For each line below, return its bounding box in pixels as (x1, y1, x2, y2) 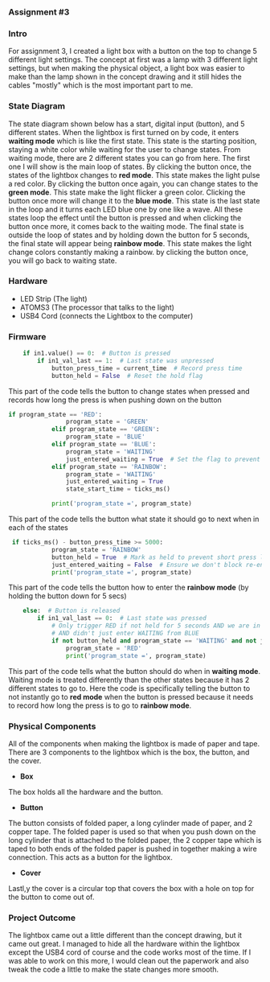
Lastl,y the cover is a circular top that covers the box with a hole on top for (8, 883, 255, 893)
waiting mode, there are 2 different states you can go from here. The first (8, 153, 251, 162)
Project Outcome (8, 912, 76, 923)
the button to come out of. (8, 892, 95, 902)
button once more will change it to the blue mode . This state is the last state (8, 195, 260, 205)
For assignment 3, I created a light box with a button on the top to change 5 (8, 47, 257, 56)
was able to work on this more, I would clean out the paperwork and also (8, 956, 249, 966)
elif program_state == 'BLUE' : (51, 441, 157, 449)
